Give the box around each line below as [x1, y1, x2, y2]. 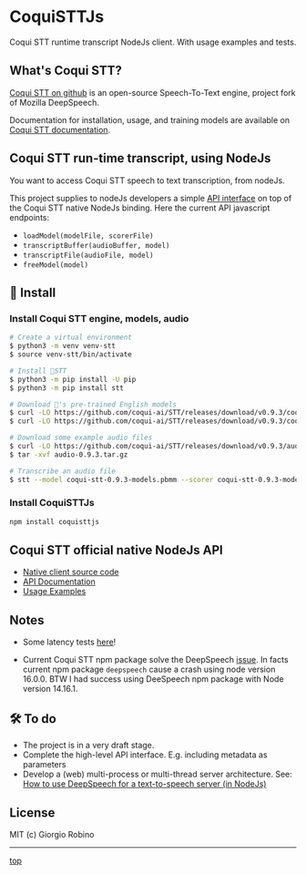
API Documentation [22, 576, 96, 587]
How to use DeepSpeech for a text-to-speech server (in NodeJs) [22, 778, 267, 789]
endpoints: [9, 211, 50, 222]
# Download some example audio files [9, 433, 153, 443]
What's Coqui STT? [9, 63, 123, 78]
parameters [22, 759, 66, 770]
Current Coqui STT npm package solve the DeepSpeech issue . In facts [22, 654, 289, 665]
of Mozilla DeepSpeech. [9, 97, 100, 108]
